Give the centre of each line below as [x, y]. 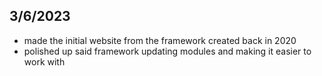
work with [44, 61]
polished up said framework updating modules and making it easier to [167, 51]
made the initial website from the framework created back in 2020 [160, 40]
